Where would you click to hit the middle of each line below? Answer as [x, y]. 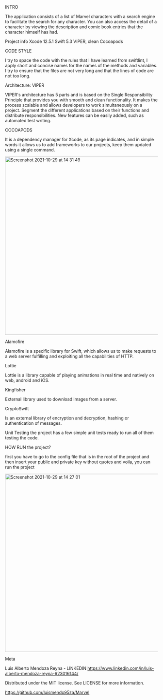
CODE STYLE [18, 51]
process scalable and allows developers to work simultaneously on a [74, 105]
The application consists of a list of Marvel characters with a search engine [80, 16]
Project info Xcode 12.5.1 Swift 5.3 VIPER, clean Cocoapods [64, 41]
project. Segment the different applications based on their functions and [77, 110]
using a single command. [30, 150]
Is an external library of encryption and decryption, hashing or [67, 418]
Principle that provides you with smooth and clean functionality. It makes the [81, 100]
